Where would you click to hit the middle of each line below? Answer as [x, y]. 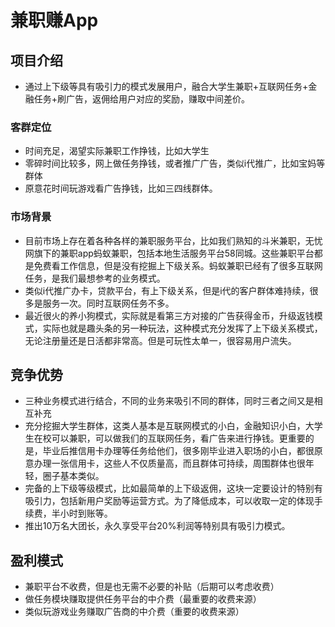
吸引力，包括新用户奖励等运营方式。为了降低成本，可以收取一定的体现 [169, 501]
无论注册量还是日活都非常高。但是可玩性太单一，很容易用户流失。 [160, 340]
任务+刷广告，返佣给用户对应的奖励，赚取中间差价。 [142, 99]
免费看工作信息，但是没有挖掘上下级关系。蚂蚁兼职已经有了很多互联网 [178, 265]
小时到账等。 [86, 513]
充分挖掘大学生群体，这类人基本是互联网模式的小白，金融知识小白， [165, 426]
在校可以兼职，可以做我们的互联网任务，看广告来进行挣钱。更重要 [169, 438]
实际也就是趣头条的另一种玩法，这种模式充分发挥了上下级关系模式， [182, 328]
